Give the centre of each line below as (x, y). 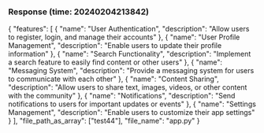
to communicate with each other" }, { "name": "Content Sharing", (113, 79)
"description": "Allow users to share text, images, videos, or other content (128, 87)
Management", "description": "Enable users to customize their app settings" (132, 113)
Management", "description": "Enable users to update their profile (115, 46)
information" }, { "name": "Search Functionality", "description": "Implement (130, 54)
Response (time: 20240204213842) (79, 12)
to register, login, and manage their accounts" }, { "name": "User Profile (124, 37)
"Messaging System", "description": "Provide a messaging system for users (131, 71)
